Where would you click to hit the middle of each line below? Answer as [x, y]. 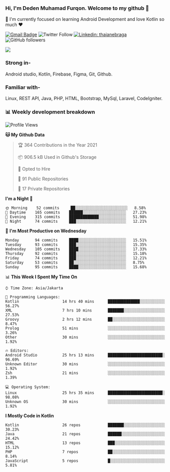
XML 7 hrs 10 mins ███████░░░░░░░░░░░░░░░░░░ [85, 311]
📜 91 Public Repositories [43, 179]
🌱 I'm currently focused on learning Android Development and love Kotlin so [85, 19]
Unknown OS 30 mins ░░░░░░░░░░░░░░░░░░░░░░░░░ [85, 402]
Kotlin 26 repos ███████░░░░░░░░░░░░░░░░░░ [85, 425]
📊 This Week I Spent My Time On [41, 277]
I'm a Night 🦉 [19, 199]
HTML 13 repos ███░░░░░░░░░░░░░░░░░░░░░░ [85, 443]
